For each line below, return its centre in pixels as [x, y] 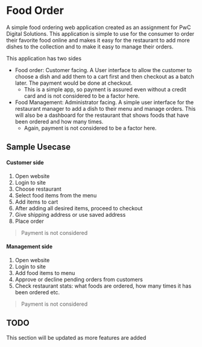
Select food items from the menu [56, 195]
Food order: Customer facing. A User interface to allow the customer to [103, 70]
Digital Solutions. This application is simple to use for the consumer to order [100, 33]
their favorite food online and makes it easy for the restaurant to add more [98, 40]
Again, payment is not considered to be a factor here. [90, 128]
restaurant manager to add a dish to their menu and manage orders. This [105, 108]
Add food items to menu [45, 273]
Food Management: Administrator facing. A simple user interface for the [104, 102]
